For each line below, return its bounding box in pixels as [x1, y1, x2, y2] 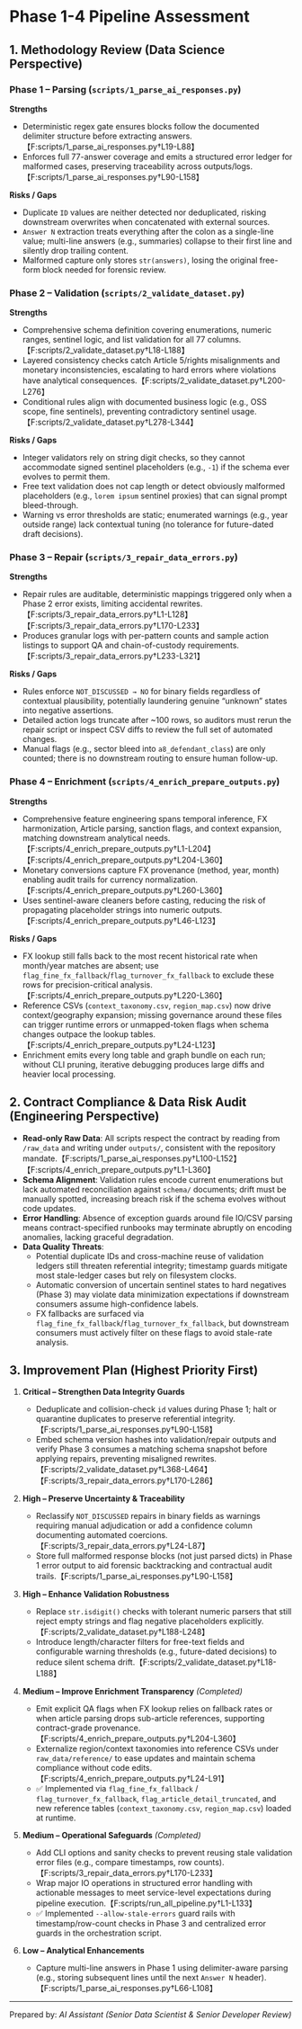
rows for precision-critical [22, 979, 119, 990]
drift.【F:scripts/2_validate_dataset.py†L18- [117, 1657, 277, 1667]
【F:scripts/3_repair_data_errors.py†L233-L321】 [22, 650, 205, 662]
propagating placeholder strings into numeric [22, 904, 191, 915]
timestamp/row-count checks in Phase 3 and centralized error [35, 1918, 267, 1929]
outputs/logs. [203, 160, 253, 172]
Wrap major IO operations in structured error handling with [35, 1878, 253, 1889]
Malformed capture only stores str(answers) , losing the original [22, 255, 258, 265]
